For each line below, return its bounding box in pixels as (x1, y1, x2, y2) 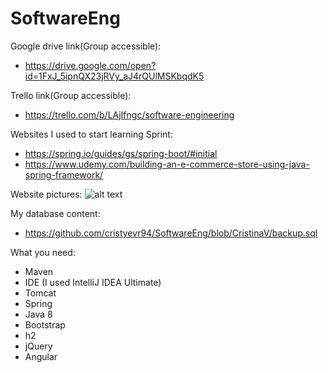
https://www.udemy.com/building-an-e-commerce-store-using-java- (24, 158, 310, 170)
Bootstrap (24, 318, 66, 331)
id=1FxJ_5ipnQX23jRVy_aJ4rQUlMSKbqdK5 (24, 70, 205, 82)
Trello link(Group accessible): (10, 89, 132, 101)
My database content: (10, 207, 101, 219)
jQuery (24, 340, 53, 352)
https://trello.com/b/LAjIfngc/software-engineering (24, 108, 235, 121)
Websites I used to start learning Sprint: (10, 128, 173, 140)
